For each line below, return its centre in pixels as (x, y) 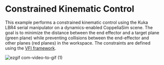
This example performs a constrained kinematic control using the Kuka (77, 22)
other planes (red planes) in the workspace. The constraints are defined (78, 43)
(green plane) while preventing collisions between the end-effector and (77, 38)
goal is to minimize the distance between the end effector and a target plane (82, 32)
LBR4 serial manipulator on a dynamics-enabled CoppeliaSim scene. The (79, 27)
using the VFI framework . (31, 48)
